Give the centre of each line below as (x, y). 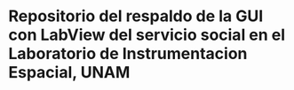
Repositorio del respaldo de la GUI (136, 16)
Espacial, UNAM (69, 73)
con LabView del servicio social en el (147, 35)
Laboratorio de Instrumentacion (128, 54)
